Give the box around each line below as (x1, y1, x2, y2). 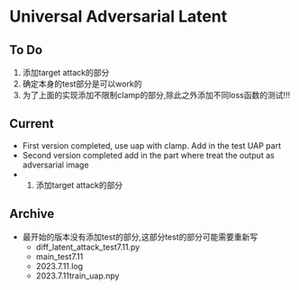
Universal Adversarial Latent (9, 6, 228, 27)
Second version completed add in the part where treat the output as (22, 150, 275, 160)
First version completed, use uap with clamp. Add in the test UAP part (22, 140, 282, 150)
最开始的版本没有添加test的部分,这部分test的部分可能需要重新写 (22, 231, 258, 242)
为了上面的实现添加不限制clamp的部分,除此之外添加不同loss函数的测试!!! (22, 90, 291, 100)
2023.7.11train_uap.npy (35, 270, 120, 281)
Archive (9, 206, 55, 222)
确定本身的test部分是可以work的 (22, 78, 142, 89)
